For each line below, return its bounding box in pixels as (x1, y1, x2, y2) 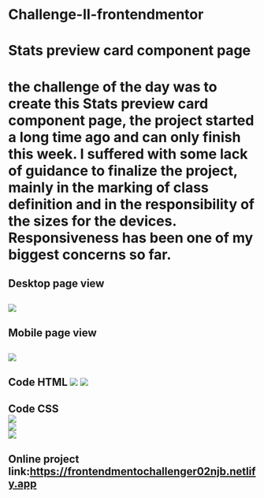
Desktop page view (8, 276, 105, 290)
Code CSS (8, 402, 59, 415)
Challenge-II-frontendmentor (8, 6, 204, 24)
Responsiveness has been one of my (8, 229, 254, 246)
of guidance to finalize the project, (8, 162, 238, 179)
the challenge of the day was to (8, 77, 218, 95)
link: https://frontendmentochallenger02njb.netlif (8, 465, 256, 478)
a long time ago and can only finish (8, 128, 241, 146)
